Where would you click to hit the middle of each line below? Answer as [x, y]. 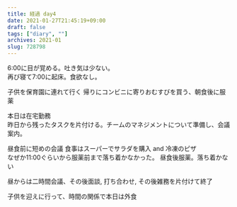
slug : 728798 [27, 47]
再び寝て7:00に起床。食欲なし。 [54, 77]
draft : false [27, 27]
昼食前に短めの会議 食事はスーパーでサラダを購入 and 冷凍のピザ [102, 149]
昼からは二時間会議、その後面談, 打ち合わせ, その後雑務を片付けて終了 [110, 181]
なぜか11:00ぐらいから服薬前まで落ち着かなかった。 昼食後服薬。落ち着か [115, 157]
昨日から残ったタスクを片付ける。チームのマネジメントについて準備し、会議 [119, 124]
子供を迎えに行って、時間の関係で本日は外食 [72, 196]
